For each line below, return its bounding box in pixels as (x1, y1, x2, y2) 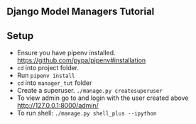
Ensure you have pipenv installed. (16, 49, 116, 57)
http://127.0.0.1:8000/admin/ (16, 101, 99, 110)
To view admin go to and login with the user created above (16, 94, 189, 102)
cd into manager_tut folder (16, 79, 92, 87)
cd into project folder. (16, 64, 80, 72)
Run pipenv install (16, 71, 75, 80)
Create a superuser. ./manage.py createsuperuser (16, 86, 163, 95)
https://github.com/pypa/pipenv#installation (16, 56, 146, 64)
